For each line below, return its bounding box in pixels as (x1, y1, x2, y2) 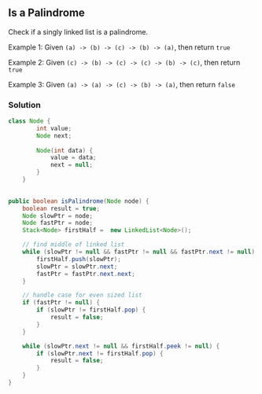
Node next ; (36, 131, 72, 140)
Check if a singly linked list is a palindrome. (8, 27, 148, 36)
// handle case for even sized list (22, 291, 143, 300)
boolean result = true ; (22, 204, 101, 212)
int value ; (36, 124, 72, 132)
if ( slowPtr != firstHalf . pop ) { (36, 306, 146, 314)
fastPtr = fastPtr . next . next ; (36, 270, 135, 278)
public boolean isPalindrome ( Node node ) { (8, 197, 149, 205)
